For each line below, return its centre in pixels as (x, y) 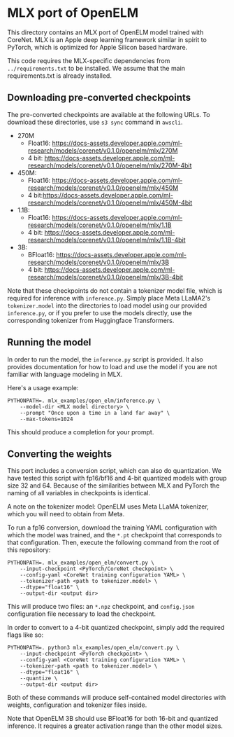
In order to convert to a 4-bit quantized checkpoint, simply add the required (116, 628)
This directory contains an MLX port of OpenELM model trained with (105, 32)
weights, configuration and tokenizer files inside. (77, 705)
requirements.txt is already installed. (59, 76)
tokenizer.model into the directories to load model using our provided (107, 305)
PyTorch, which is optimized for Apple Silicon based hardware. (97, 47)
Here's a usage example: (43, 387)
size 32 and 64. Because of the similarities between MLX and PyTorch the (114, 485)
